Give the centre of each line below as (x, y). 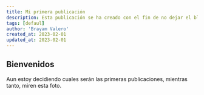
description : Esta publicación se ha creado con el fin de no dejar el (99, 18)
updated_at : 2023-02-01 (36, 40)
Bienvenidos (30, 64)
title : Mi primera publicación (46, 12)
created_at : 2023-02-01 (36, 34)
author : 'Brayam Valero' (38, 29)
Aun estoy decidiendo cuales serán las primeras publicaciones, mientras (97, 79)
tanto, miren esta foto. (34, 85)
